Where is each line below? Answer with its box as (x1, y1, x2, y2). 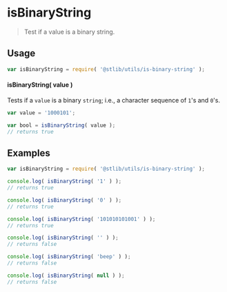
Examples (7, 147, 50, 159)
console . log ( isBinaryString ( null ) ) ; (7, 272, 126, 279)
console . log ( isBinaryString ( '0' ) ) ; (7, 196, 122, 204)
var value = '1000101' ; (7, 109, 76, 116)
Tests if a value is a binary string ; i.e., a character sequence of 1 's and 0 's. (7, 96, 221, 104)
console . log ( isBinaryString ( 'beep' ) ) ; (7, 253, 131, 260)
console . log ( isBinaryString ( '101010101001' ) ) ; (7, 216, 156, 222)
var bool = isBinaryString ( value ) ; (7, 122, 116, 129)
